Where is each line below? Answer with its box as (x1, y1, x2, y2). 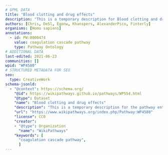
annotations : (5, 30, 32, 35)
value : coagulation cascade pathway (14, 40, 91, 45)
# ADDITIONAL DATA (5, 49, 43, 54)
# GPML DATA (5, 7, 30, 12)
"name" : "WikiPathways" (18, 128, 68, 133)
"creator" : (14, 118, 37, 124)
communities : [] (5, 58, 39, 63)
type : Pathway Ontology (14, 44, 64, 49)
